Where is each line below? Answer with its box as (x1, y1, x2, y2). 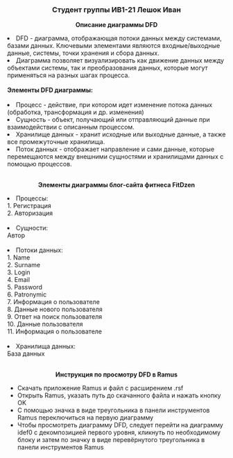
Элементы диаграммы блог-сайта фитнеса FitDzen (37, 181, 196, 189)
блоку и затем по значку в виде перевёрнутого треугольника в (17, 436, 205, 444)
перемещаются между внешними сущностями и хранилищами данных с (7, 152, 224, 161)
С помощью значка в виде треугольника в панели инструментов (17, 406, 210, 415)
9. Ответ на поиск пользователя (7, 313, 103, 321)
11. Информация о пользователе (7, 327, 103, 335)
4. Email (7, 276, 30, 284)
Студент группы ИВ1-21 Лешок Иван (51, 5, 182, 15)
